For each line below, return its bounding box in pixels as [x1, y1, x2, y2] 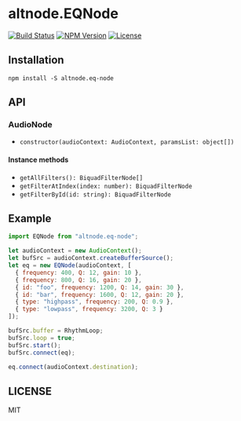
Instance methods [8, 155, 69, 165]
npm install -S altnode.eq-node [8, 74, 114, 82]
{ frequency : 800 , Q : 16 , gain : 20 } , [15, 276, 143, 284]
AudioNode [8, 119, 53, 130]
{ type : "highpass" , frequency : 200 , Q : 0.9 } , [15, 298, 174, 306]
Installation [8, 53, 64, 67]
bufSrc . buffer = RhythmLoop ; [8, 327, 104, 335]
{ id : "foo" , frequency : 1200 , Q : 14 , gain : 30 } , [15, 284, 184, 291]
